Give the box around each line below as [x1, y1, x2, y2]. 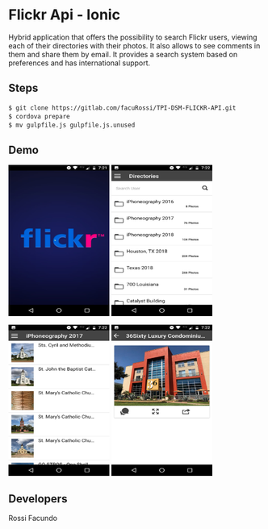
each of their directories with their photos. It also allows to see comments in [8, 40, 261, 50]
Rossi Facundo [8, 514, 58, 523]
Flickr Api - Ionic [8, 6, 121, 24]
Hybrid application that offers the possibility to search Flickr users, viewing [8, 32, 258, 42]
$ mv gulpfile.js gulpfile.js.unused [8, 121, 136, 129]
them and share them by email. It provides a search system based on [8, 49, 238, 59]
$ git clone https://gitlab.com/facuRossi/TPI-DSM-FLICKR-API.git [8, 103, 237, 112]
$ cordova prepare [8, 112, 70, 120]
